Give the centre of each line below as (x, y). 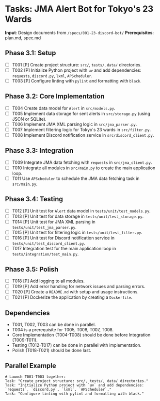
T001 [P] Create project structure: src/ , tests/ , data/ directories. (77, 64)
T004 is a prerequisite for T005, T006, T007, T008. (63, 330)
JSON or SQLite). (29, 119)
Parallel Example (31, 365)
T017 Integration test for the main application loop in (64, 249)
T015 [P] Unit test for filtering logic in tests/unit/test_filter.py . (77, 233)
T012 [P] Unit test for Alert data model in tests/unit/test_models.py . (81, 211)
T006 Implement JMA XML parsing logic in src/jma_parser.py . (74, 124)
